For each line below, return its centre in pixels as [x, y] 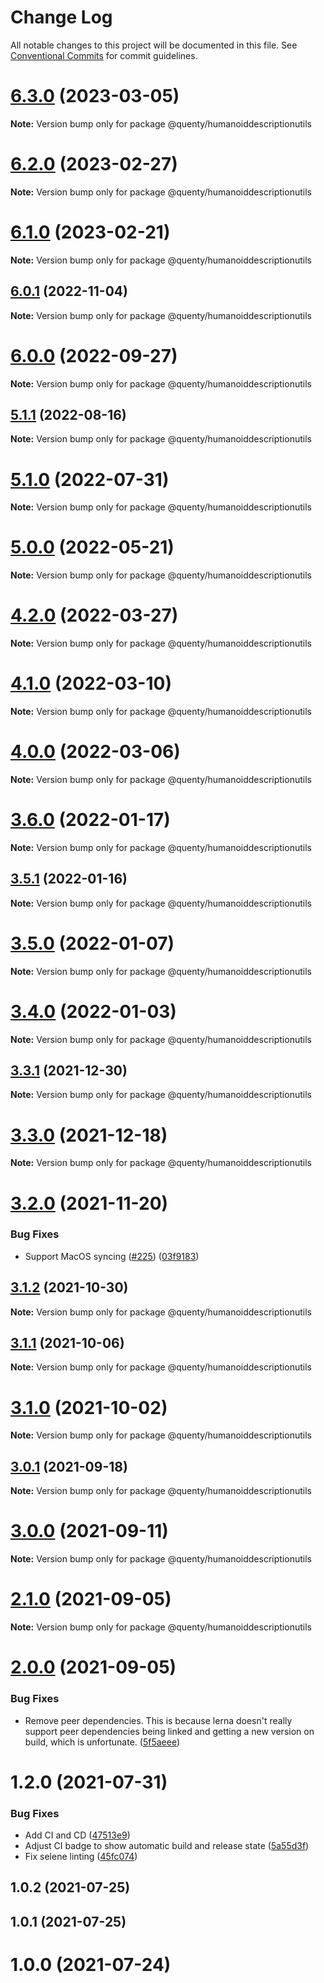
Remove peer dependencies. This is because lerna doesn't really [158, 1720]
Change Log [61, 17]
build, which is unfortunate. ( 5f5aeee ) [102, 1742]
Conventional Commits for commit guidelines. [104, 55]
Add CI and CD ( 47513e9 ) [77, 1835]
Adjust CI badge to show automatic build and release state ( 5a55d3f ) [167, 1846]
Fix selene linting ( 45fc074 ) [81, 1857]
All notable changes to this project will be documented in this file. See [154, 45]
